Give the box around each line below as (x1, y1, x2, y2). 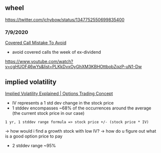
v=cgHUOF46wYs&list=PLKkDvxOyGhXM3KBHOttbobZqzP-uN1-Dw (5, 64, 142, 70)
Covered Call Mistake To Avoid (5, 40, 67, 46)
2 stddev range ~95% (12, 142, 56, 148)
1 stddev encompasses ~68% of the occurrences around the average (12, 105, 152, 111)
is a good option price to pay (5, 133, 63, 139)
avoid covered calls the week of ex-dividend (12, 49, 101, 55)
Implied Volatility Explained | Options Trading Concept (5, 91, 113, 96)
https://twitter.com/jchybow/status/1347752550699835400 (5, 16, 125, 22)
